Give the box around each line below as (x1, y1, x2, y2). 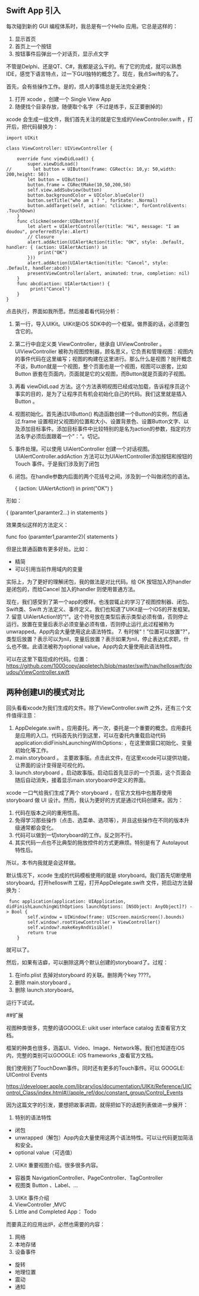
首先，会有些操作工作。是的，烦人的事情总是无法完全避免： (6, 83, 152, 90)
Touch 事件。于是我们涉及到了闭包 (14, 460, 100, 467)
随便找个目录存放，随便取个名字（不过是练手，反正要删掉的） (14, 103, 166, 110)
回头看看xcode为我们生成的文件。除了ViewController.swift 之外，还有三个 (6, 704, 187, 711)
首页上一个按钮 (14, 42, 52, 49)
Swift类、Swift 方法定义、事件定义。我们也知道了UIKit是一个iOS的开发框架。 (6, 605, 194, 613)
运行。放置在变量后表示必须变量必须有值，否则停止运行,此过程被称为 (6, 620, 175, 627)
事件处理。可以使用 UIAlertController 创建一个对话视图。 (14, 445, 153, 452)
